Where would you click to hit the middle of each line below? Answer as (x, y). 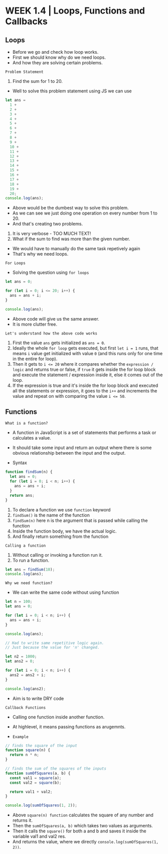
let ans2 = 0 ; (20, 661)
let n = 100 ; (19, 602)
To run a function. (31, 560)
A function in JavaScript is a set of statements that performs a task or (84, 433)
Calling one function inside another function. (58, 717)
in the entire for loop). (35, 359)
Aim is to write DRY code (38, 698)
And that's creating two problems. (48, 224)
